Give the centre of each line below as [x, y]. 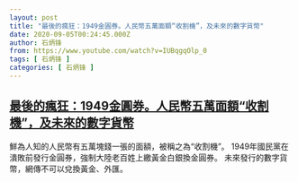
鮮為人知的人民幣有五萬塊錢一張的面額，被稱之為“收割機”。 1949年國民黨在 [149, 146]
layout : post [34, 17]
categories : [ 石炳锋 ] [52, 68]
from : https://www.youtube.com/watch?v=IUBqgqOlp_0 [108, 51]
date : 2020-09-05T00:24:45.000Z [70, 34]
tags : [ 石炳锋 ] [40, 59]
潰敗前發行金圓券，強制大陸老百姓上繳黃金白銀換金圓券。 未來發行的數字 [144, 157]
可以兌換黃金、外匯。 [88, 169]
